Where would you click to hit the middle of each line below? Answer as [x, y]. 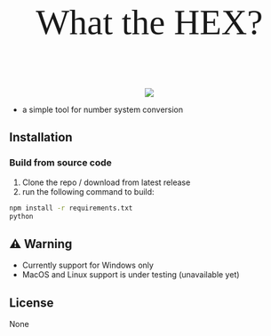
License [32, 303]
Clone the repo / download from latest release [106, 182]
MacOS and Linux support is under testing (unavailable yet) [131, 275]
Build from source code [61, 163]
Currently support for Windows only [88, 265]
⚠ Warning [41, 244]
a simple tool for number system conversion [103, 109]
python [21, 216]
